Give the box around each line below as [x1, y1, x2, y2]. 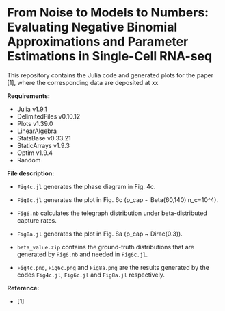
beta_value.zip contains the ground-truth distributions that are [16, 242, 195, 251]
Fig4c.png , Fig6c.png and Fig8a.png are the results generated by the [16, 263, 210, 271]
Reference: [7, 284, 40, 292]
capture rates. [16, 216, 57, 224]
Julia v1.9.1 [16, 105, 47, 113]
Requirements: [7, 91, 50, 100]
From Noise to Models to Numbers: [7, 5, 209, 21]
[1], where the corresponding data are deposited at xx [7, 78, 159, 86]
